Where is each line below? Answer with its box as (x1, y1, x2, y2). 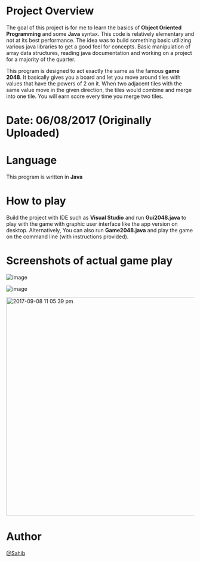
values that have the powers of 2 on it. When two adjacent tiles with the (6, 79, 182, 87)
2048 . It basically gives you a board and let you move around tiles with (6, 73, 181, 81)
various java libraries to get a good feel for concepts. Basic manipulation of (6, 43, 191, 50)
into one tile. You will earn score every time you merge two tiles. (6, 93, 164, 100)
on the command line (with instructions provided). (6, 233, 129, 240)
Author (6, 530, 42, 543)
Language (6, 153, 57, 167)
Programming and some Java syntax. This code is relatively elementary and (6, 30, 195, 37)
